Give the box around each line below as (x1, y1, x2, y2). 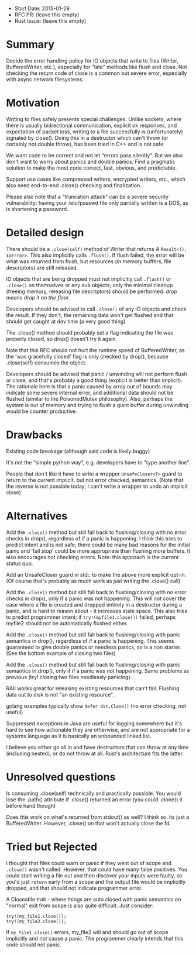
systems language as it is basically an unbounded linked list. (6, 732, 152, 739)
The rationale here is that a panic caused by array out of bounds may (6, 383, 173, 390)
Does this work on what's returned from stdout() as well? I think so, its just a (6, 813, 190, 821)
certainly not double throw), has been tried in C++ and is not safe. (6, 140, 165, 147)
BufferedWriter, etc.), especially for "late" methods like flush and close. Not (6, 63, 187, 70)
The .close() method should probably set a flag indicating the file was (6, 329, 174, 336)
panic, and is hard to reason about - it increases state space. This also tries (6, 607, 188, 614)
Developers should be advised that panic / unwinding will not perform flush (6, 370, 187, 377)
